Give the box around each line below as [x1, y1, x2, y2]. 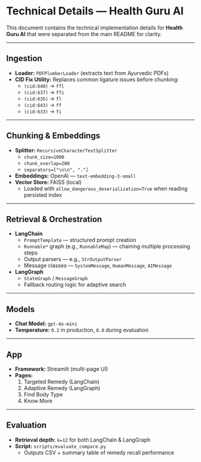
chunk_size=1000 [23, 154, 65, 160]
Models [6, 304, 35, 314]
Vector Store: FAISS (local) [14, 178, 82, 185]
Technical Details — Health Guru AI [6, 4, 184, 18]
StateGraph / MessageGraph [23, 275, 89, 282]
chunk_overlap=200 [23, 160, 70, 166]
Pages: [14, 372, 33, 379]
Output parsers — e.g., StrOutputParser [23, 256, 122, 263]
